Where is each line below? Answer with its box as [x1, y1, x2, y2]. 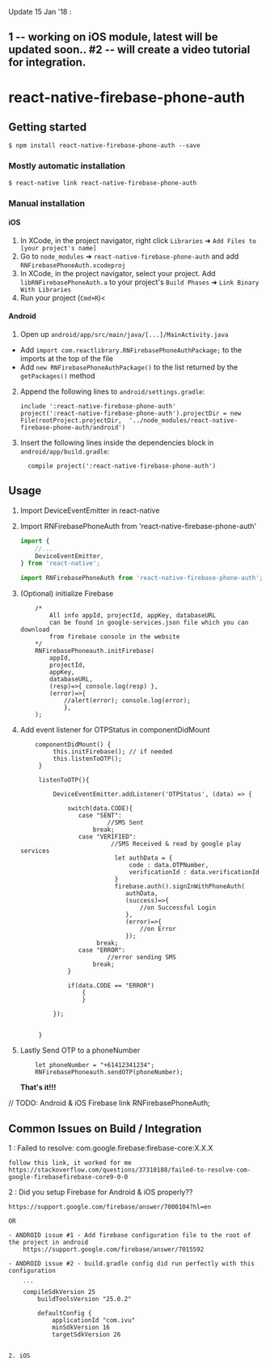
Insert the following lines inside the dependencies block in [19, 438, 214, 448]
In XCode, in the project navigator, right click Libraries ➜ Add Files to [19, 235, 257, 245]
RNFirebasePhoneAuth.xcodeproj [19, 261, 126, 270]
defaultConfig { [37, 1309, 92, 1317]
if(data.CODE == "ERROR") [67, 982, 155, 990]
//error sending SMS [107, 954, 176, 962]
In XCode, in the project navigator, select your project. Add [19, 268, 216, 278]
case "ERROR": [78, 946, 126, 954]
